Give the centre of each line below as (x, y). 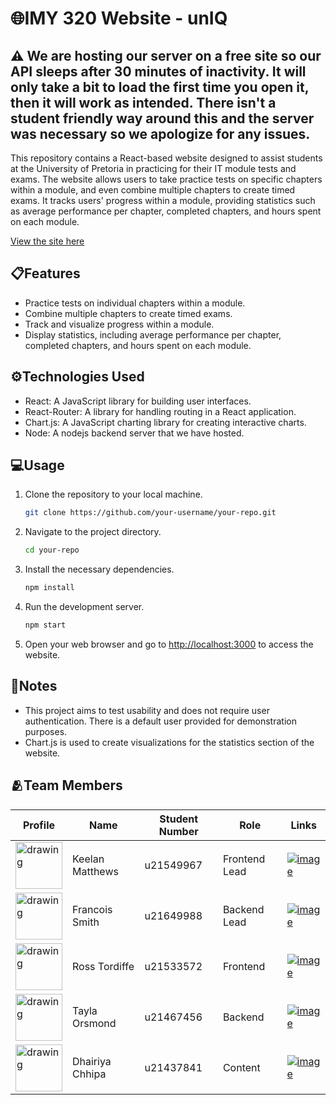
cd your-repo (52, 550)
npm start (45, 625)
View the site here (47, 241)
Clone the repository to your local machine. (113, 494)
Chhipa (89, 1074)
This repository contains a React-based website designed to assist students (166, 158)
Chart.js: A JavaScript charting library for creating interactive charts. (165, 422)
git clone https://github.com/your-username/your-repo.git (150, 513)
